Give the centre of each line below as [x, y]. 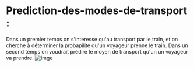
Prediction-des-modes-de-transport [97, 11]
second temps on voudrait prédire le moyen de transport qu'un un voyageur [97, 51]
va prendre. [20, 58]
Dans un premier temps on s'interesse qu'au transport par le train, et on [92, 39]
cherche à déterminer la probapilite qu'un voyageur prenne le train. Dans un [97, 45]
